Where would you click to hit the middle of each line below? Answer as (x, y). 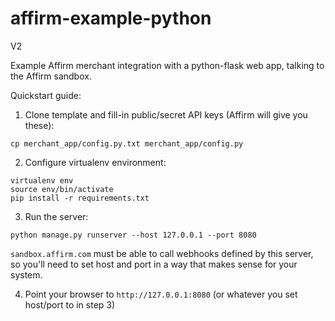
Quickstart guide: (46, 95)
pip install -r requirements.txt (80, 198)
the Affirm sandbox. (51, 76)
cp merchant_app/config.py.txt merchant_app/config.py (127, 143)
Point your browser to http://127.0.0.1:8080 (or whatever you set (161, 294)
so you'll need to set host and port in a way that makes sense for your (154, 264)
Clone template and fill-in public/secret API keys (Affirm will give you (166, 114)
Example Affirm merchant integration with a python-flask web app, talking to (167, 65)
